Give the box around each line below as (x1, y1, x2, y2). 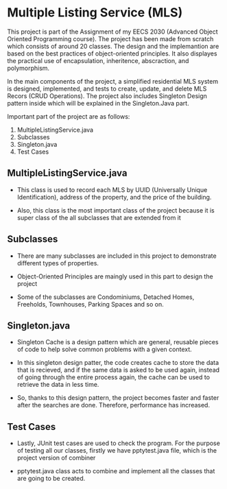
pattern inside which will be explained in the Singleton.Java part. (7, 99, 190, 107)
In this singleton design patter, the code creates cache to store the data (16, 359, 219, 367)
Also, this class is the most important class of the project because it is (16, 206, 215, 214)
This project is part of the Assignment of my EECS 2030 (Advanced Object (7, 27, 218, 36)
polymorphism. (7, 64, 50, 72)
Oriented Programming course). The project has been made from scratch (7, 34, 214, 43)
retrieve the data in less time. (16, 381, 99, 389)
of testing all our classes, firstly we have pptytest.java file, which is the (16, 446, 217, 455)
